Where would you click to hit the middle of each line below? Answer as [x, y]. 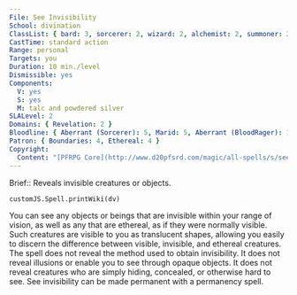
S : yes [29, 100]
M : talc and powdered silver [71, 108]
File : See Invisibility [53, 17]
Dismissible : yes [41, 75]
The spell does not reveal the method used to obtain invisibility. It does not [145, 252]
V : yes [29, 91]
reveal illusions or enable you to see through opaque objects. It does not [141, 262]
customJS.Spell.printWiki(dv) [65, 199]
